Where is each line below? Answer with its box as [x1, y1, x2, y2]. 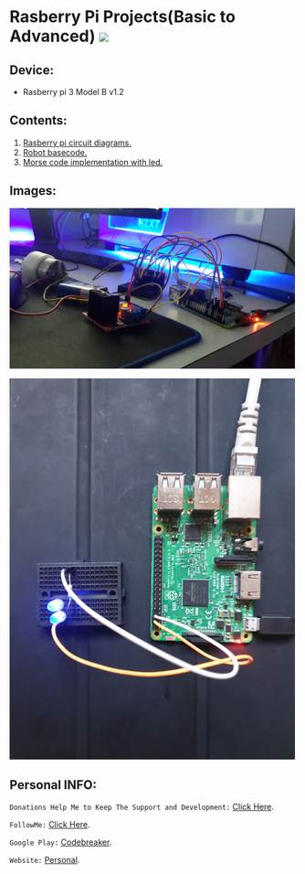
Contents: [9, 112, 68, 129]
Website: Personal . [9, 855, 80, 866]
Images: [9, 183, 57, 198]
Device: [9, 62, 55, 78]
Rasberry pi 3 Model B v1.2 [22, 87, 125, 97]
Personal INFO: [9, 777, 98, 793]
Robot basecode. [22, 146, 88, 157]
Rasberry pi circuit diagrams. [22, 137, 132, 148]
